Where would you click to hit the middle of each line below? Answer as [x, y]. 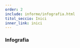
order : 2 [14, 9]
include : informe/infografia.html [40, 14]
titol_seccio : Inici [26, 18]
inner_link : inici [24, 23]
